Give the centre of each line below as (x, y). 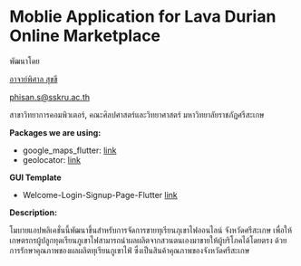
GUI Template (35, 177)
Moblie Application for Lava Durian (143, 17)
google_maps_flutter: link (69, 150)
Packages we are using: (55, 132)
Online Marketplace (85, 36)
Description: (33, 212)
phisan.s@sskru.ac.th (50, 97)
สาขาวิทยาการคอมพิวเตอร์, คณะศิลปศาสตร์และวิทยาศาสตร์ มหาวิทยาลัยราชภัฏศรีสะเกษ (137, 114)
